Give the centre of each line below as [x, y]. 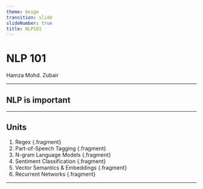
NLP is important [38, 100]
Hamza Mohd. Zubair [33, 75]
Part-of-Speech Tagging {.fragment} [60, 148]
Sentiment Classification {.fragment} [60, 161]
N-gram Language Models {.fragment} [63, 155]
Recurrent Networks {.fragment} [55, 174]
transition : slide [29, 18]
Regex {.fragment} [38, 142]
